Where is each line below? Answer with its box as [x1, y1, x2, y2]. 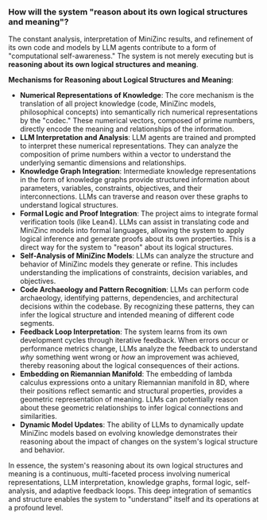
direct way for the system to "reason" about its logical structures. [19, 243, 234, 252]
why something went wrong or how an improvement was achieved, [19, 352, 240, 362]
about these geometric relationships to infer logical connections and [19, 403, 244, 413]
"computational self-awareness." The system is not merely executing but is [8, 51, 254, 61]
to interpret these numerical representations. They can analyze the [19, 142, 238, 151]
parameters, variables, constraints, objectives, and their [19, 184, 203, 193]
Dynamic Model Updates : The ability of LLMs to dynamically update [19, 420, 244, 429]
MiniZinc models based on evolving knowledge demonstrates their [19, 429, 238, 438]
